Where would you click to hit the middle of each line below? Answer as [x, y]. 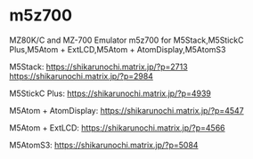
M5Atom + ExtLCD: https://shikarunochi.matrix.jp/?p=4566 [117, 127]
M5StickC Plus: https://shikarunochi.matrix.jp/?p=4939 [110, 93]
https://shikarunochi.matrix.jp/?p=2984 [82, 76]
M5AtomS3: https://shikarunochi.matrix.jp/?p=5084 [104, 145]
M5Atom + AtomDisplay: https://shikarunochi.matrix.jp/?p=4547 [126, 110]
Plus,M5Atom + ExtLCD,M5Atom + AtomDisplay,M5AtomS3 [118, 49]
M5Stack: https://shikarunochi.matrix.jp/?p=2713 [99, 67]
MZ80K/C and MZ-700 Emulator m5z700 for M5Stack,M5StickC [126, 40]
